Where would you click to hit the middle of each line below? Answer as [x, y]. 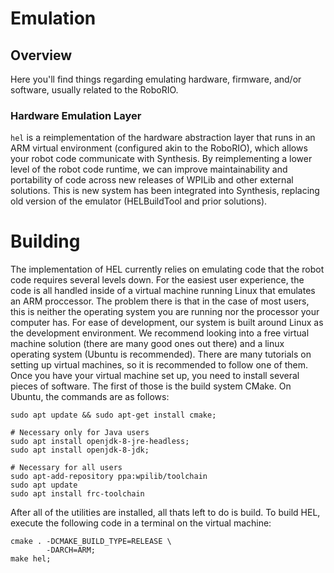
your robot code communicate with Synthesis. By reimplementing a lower [161, 159]
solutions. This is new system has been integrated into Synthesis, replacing [165, 191]
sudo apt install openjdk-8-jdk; [80, 450]
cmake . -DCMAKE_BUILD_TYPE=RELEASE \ [91, 542]
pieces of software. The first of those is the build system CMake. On [151, 386]
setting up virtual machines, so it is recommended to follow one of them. [159, 365]
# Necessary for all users [66, 468]
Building [45, 241]
